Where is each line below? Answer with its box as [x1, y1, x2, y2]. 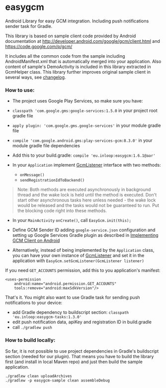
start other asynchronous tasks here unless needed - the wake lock [17, 197, 156, 203]
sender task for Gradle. [5, 23, 53, 29]
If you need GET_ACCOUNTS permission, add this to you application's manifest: [5, 268, 161, 274]
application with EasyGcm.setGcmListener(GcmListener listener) [12, 258, 144, 264]
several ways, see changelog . [5, 74, 66, 80]
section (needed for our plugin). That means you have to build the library [5, 353, 154, 359]
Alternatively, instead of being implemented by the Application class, [12, 247, 155, 253]
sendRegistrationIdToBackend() [19, 178, 85, 183]
